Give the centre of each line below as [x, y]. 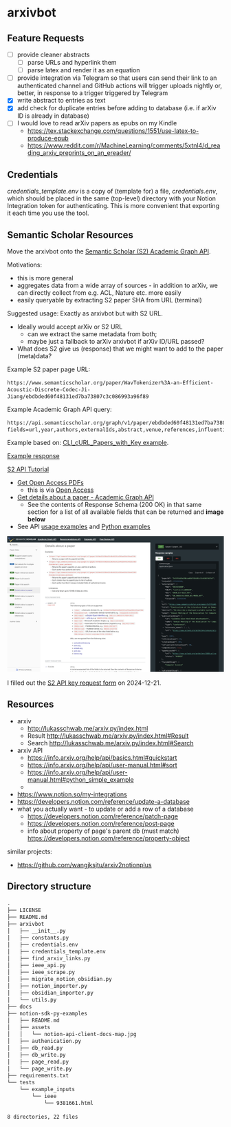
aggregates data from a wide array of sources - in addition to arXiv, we [117, 286]
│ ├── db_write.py [37, 1055]
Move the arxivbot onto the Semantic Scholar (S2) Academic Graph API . [109, 251]
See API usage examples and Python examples [84, 527]
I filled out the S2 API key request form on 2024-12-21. [84, 683]
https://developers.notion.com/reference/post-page [101, 823]
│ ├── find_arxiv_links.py [49, 958]
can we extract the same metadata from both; [92, 334]
